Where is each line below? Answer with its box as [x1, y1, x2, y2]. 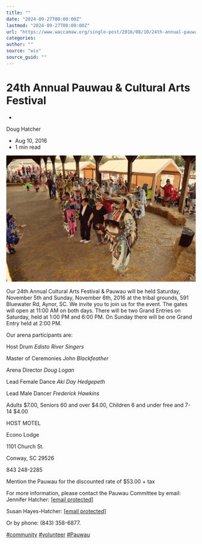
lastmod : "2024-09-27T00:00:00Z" [6, 22, 90, 28]
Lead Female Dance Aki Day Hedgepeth [6, 378, 105, 386]
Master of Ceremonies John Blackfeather [6, 355, 109, 362]
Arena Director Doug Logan [6, 366, 75, 374]
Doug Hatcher [6, 125, 41, 133]
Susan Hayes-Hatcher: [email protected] [6, 508, 106, 515]
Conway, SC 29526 [6, 455, 55, 462]
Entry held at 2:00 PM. [6, 320, 62, 327]
